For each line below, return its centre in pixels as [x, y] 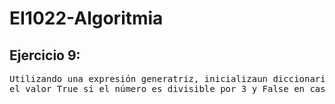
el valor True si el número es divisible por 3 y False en [157, 88]
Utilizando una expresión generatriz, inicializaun [139, 78]
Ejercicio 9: [45, 55]
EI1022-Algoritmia [86, 18]
